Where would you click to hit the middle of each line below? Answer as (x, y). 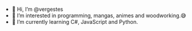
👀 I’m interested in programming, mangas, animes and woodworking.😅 (99, 15)
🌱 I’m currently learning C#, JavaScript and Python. (75, 22)
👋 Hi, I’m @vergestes (38, 9)
